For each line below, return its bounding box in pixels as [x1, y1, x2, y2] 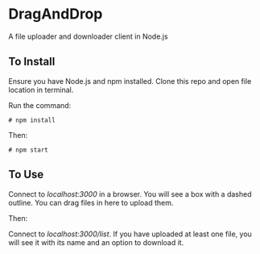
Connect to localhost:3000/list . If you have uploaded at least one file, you [8, 229, 252, 239]
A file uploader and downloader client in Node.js [8, 31, 168, 41]
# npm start [8, 146, 48, 154]
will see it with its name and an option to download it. [8, 237, 184, 247]
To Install [8, 55, 56, 69]
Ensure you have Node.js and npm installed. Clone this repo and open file [8, 76, 252, 85]
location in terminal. [8, 85, 74, 94]
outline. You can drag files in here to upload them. [8, 198, 174, 207]
